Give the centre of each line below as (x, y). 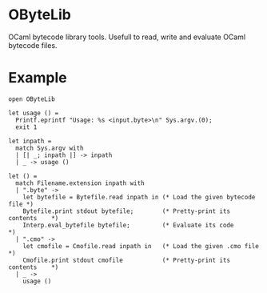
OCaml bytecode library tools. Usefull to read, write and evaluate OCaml (127, 37)
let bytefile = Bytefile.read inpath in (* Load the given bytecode (139, 197)
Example (38, 78)
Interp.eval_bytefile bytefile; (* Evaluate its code (128, 225)
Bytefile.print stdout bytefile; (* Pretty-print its (126, 211)
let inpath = (30, 141)
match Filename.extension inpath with (80, 183)
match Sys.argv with (50, 148)
